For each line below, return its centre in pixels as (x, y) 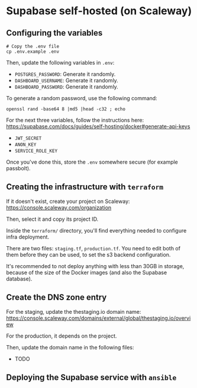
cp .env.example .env (33, 52)
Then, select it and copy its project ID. (52, 219)
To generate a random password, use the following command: (82, 98)
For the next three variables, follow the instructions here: (75, 120)
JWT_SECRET (28, 138)
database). (19, 279)
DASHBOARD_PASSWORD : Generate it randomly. (66, 87)
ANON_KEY (25, 145)
